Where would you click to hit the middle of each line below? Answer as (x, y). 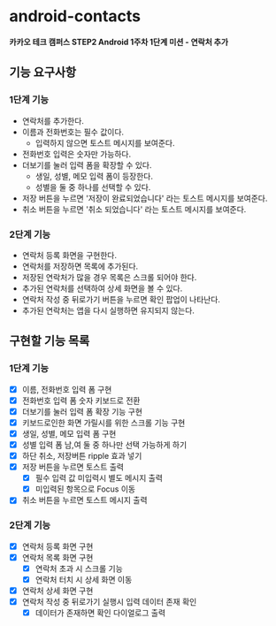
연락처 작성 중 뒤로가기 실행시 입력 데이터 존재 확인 (109, 601)
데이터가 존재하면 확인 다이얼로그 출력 (100, 613)
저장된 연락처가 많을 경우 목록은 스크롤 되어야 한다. (109, 277)
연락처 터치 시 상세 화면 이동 (84, 579)
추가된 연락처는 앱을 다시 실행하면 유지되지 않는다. (108, 310)
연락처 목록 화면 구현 (57, 557)
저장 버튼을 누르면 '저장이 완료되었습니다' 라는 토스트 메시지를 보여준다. (145, 198)
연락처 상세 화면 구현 (57, 591)
